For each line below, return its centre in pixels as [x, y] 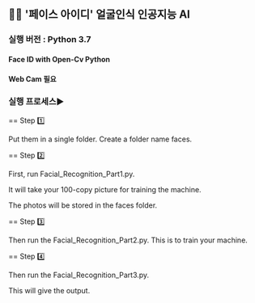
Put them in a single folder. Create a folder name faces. [100, 139]
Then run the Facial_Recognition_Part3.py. [79, 275]
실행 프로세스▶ [36, 102]
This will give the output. [49, 290]
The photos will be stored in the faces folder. [83, 205]
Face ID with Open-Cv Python [59, 59]
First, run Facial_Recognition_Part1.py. [72, 174]
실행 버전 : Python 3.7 [50, 40]
